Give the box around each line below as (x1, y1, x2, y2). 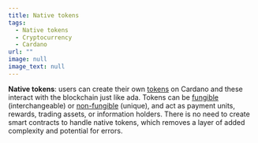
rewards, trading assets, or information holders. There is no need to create (8, 109, 250, 119)
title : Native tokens (8, 11, 80, 20)
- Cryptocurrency (15, 33, 73, 42)
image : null (8, 56, 47, 64)
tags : (8, 19, 26, 27)
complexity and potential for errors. (8, 126, 123, 135)
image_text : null (8, 63, 65, 71)
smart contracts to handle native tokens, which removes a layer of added (8, 117, 245, 126)
